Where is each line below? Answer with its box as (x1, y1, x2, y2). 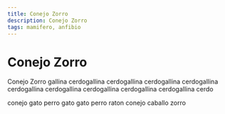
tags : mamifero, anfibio (7, 23, 81, 30)
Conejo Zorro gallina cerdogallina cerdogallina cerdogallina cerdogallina (7, 77, 219, 86)
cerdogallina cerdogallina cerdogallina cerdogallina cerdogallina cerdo (7, 85, 214, 93)
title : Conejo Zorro (7, 10, 69, 18)
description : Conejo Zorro (7, 17, 88, 24)
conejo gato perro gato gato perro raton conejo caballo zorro (7, 98, 187, 107)
